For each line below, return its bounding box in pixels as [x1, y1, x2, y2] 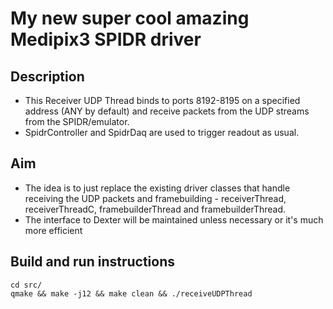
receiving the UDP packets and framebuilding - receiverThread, [24, 192, 287, 204]
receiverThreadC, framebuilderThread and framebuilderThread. [24, 203, 287, 215]
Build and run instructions [10, 253, 176, 271]
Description [10, 68, 85, 85]
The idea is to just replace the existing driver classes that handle [24, 182, 291, 194]
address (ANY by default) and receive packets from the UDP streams [24, 105, 310, 117]
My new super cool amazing [10, 7, 250, 30]
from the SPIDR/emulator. [24, 116, 130, 127]
